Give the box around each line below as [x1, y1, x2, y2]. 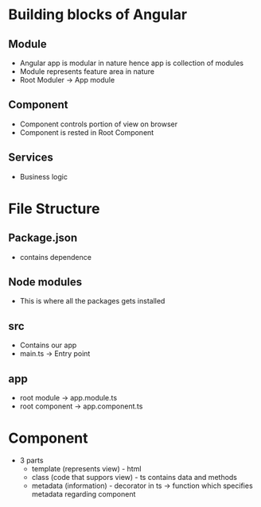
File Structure [8, 199, 100, 218]
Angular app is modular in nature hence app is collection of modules [19, 58, 244, 68]
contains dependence [19, 252, 92, 261]
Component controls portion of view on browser [19, 119, 178, 129]
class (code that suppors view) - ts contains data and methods [31, 473, 237, 482]
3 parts [19, 455, 44, 465]
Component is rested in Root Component [19, 127, 154, 137]
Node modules [8, 276, 82, 289]
